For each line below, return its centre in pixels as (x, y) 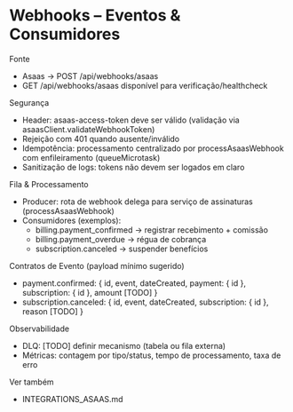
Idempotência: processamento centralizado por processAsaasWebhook (153, 148)
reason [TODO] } (53, 311)
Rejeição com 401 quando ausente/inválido (101, 139)
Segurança (29, 102)
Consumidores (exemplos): (71, 220)
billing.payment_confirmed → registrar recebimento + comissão (152, 230)
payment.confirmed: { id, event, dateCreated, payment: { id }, (134, 283)
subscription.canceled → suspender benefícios (122, 249)
